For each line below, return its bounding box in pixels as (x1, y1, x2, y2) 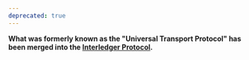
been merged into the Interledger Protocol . (8, 42, 153, 52)
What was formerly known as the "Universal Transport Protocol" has (8, 34, 242, 43)
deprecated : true (8, 11, 66, 20)
